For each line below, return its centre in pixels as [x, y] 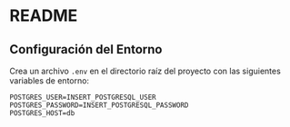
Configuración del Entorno [86, 49]
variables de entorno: [49, 81]
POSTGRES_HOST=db [42, 113]
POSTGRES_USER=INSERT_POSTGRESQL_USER [83, 97]
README [44, 16]
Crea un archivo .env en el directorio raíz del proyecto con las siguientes [145, 71]
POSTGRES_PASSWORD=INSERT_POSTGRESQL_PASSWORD [99, 105]
